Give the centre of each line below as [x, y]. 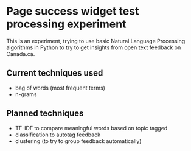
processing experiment [66, 24]
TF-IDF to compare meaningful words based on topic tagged [91, 128]
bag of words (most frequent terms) [60, 88]
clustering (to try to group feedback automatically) [78, 141]
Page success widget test [73, 11]
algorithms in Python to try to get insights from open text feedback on [94, 47]
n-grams [26, 94]
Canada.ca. [21, 54]
